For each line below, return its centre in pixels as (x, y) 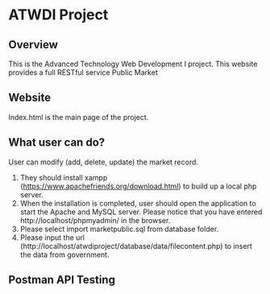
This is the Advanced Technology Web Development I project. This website (133, 64)
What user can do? (57, 143)
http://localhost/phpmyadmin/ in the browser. (95, 220)
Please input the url (52, 237)
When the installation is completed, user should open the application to (138, 203)
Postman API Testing (62, 280)
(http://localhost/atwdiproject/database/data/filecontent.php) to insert (136, 246)
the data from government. (64, 255)
